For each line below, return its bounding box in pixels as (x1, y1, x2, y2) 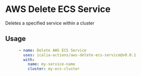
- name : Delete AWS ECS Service (18, 47, 87, 53)
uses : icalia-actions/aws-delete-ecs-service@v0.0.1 (23, 52, 136, 57)
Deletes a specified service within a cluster (5, 20, 95, 26)
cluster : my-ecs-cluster (27, 66, 80, 71)
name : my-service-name (27, 61, 76, 67)
